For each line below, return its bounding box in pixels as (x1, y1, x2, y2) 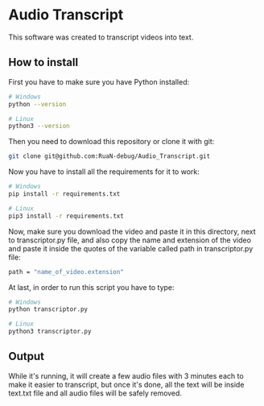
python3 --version (8, 122, 70, 130)
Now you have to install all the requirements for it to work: (8, 167, 200, 176)
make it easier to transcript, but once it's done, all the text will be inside (8, 379, 245, 389)
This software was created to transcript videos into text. (8, 32, 194, 42)
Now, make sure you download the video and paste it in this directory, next (8, 226, 256, 236)
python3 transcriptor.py (8, 328, 92, 336)
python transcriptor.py (8, 305, 89, 313)
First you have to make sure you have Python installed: (8, 77, 190, 86)
